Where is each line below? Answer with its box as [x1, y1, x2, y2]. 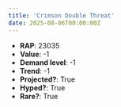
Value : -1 [19, 49, 50, 59]
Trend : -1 [19, 66, 50, 75]
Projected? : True [19, 75, 76, 84]
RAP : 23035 [19, 40, 60, 50]
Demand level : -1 [19, 57, 77, 67]
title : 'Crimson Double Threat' [8, 11, 115, 20]
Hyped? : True [19, 82, 66, 92]
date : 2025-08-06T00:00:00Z [8, 19, 101, 27]
